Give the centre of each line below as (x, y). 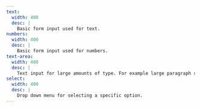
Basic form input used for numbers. (63, 51)
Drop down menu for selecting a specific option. (80, 95)
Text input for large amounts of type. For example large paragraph (104, 73)
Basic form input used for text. (59, 28)
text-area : (20, 56)
